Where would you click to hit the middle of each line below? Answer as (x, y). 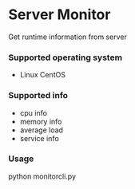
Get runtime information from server (68, 37)
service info (40, 138)
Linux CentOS (43, 75)
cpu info (34, 112)
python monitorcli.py (42, 176)
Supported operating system (65, 57)
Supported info (38, 96)
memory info (41, 121)
